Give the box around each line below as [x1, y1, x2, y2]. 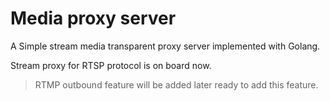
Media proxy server [10, 7, 177, 30]
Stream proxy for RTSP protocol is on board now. [10, 59, 212, 71]
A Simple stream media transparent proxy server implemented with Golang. [10, 40, 321, 52]
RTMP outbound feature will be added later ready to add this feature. [34, 78, 319, 91]
